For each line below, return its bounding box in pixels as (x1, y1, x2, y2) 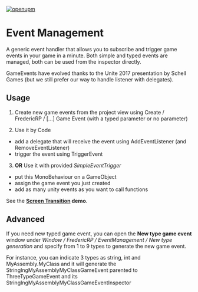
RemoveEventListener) (14, 144, 70, 151)
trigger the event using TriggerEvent (14, 150, 103, 158)
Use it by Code (14, 126, 51, 133)
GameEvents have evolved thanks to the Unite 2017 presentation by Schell (6, 70, 187, 77)
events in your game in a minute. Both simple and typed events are (6, 52, 168, 59)
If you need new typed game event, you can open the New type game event (6, 230, 192, 237)
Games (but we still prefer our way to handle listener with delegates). (6, 76, 174, 83)
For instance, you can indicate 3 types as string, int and (6, 254, 141, 261)
